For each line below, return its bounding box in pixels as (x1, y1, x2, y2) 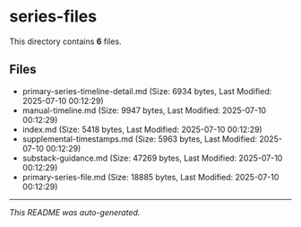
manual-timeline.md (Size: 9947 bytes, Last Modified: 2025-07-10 (21, 105, 267, 116)
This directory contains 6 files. (9, 36, 123, 47)
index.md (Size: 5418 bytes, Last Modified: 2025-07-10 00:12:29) (21, 124, 262, 135)
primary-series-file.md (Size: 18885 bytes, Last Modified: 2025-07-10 (21, 171, 279, 182)
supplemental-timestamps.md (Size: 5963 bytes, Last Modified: (21, 133, 258, 144)
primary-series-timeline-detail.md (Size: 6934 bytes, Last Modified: (21, 85, 272, 96)
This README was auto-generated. (9, 206, 141, 217)
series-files (9, 6, 97, 27)
